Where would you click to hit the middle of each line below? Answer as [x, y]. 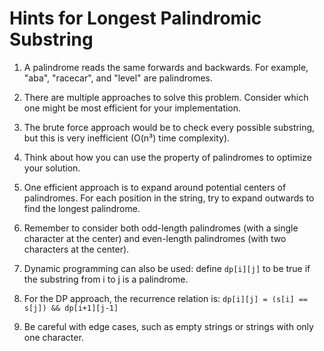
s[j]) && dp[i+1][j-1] [71, 308]
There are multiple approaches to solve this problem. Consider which [166, 97]
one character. [53, 337]
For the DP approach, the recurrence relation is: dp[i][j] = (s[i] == [166, 298]
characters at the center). [76, 249]
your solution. [52, 168]
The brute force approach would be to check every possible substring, [169, 127]
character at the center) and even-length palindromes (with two [155, 238]
